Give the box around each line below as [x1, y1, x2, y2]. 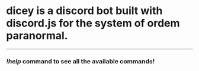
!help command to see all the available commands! [6, 57, 155, 65]
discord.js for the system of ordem [6, 16, 180, 30]
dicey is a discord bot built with [6, 4, 163, 18]
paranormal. [6, 29, 68, 42]
